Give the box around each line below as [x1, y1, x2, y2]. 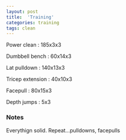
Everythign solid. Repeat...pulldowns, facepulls [6, 126, 120, 134]
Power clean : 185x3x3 [6, 41, 62, 48]
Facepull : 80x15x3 [6, 87, 52, 95]
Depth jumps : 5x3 [6, 99, 51, 106]
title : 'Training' [6, 14, 54, 20]
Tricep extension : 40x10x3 [6, 76, 73, 83]
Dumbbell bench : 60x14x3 [6, 53, 72, 60]
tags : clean [6, 25, 35, 31]
